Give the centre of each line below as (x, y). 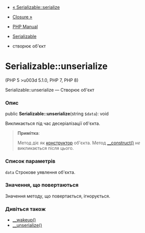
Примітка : (28, 133)
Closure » (22, 17)
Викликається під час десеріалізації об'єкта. (53, 124)
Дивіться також (25, 209)
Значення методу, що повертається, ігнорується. (58, 196)
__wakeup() (24, 220)
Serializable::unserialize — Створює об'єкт (50, 90)
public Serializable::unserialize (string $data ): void (57, 114)
